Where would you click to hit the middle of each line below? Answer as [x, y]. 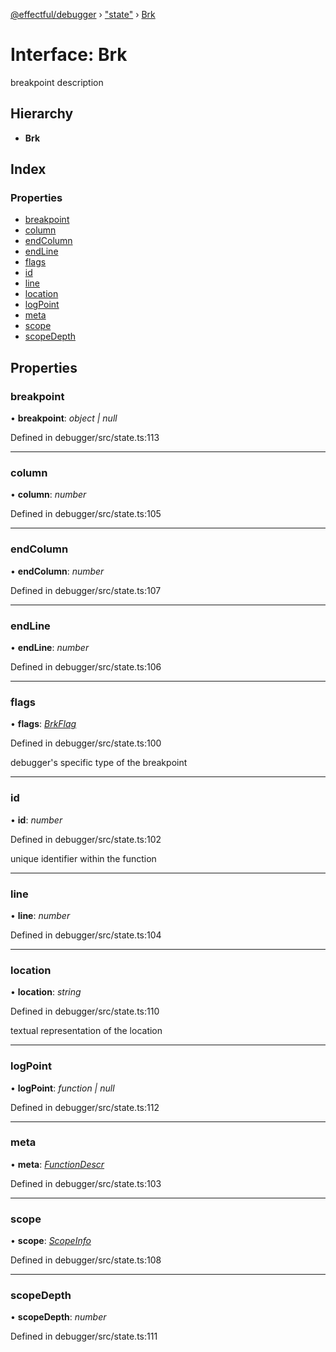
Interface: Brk [69, 55]
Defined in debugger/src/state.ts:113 [85, 438]
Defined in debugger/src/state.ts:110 [85, 1011]
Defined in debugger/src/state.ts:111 [84, 1336]
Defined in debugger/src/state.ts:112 [85, 1107]
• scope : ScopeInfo [51, 1241]
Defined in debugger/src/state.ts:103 [86, 1183]
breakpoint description [57, 82]
